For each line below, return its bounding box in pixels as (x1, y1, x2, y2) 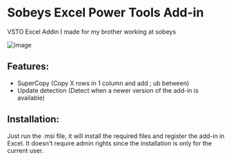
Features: (7, 60, 50, 73)
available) (17, 93, 45, 102)
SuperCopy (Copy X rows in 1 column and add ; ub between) (17, 79, 190, 87)
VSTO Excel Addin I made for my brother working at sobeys (7, 27, 177, 36)
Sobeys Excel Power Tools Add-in (7, 5, 204, 21)
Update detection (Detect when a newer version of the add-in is (17, 86, 199, 94)
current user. (7, 146, 44, 155)
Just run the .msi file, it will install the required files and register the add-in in (7, 132, 225, 140)
